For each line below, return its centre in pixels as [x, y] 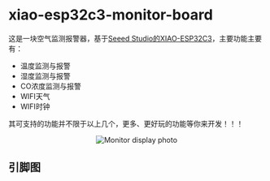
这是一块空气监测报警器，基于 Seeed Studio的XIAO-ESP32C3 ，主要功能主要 [135, 38]
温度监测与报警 [45, 66]
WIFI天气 [35, 96]
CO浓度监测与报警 [50, 86]
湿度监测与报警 [45, 75]
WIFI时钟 [35, 106]
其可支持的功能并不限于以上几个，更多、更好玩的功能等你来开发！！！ [126, 123]
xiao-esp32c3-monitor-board [111, 15]
